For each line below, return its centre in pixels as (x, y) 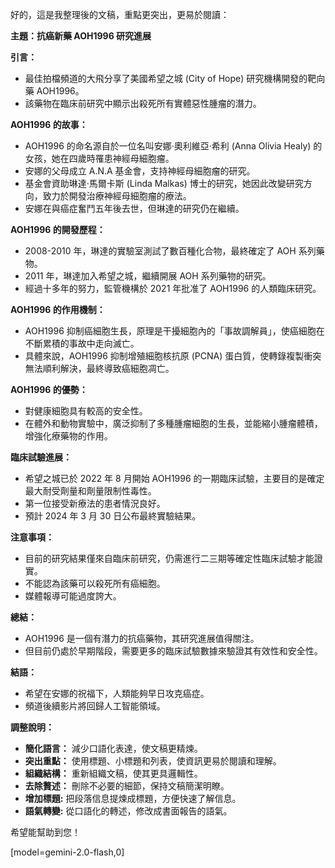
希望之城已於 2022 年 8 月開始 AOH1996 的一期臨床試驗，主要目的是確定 (174, 478)
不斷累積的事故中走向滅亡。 (82, 343)
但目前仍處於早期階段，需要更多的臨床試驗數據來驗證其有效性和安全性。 (173, 651)
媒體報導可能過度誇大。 (73, 596)
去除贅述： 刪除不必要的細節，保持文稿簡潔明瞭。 (127, 786)
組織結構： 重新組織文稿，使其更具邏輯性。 (113, 773)
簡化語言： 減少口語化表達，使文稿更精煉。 (113, 748)
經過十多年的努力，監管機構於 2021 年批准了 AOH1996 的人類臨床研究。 (173, 288)
